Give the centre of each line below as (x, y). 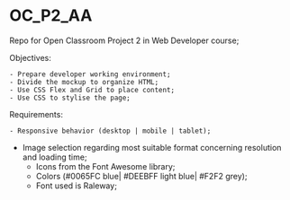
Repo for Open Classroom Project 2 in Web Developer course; (124, 40)
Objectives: (30, 57)
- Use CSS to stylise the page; (70, 98)
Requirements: (36, 114)
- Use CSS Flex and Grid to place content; (92, 90)
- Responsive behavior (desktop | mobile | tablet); (110, 131)
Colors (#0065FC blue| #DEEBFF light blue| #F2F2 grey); (141, 176)
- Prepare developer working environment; (90, 74)
